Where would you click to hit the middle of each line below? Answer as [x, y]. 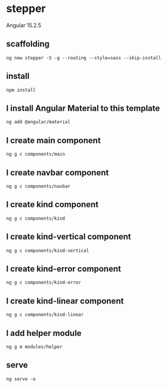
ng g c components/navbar [38, 186]
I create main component [54, 140]
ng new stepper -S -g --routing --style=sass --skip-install [84, 58]
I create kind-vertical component [69, 237]
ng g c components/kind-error [44, 283]
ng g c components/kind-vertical [48, 250]
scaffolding [28, 44]
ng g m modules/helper [34, 347]
